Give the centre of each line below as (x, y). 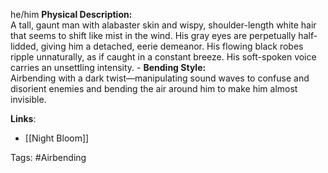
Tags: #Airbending (48, 157)
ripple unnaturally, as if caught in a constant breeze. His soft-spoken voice (163, 57)
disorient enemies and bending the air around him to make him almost (154, 88)
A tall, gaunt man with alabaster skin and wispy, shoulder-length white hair (163, 25)
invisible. (28, 99)
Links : (23, 118)
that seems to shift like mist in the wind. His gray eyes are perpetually (153, 35)
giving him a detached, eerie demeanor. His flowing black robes (172, 46)
